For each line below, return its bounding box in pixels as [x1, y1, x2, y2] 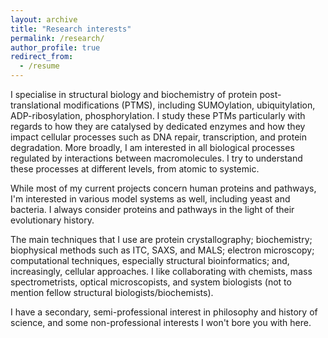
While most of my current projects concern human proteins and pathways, [10, 182, 317, 194]
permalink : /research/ [10, 33, 105, 43]
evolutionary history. [10, 214, 95, 226]
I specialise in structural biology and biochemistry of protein [10, 89, 258, 100]
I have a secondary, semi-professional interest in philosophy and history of [10, 306, 318, 318]
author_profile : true [10, 42, 101, 53]
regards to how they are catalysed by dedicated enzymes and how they [10, 121, 306, 132]
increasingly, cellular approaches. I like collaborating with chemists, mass [10, 266, 313, 277]
